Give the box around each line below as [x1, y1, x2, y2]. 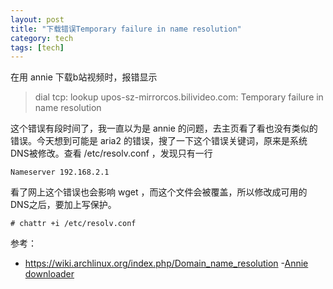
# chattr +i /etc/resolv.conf [10, 219, 137, 229]
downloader [24, 268, 75, 280]
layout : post [10, 14, 65, 25]
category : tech [10, 33, 74, 43]
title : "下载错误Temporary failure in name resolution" [10, 24, 242, 34]
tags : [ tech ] [10, 42, 65, 53]
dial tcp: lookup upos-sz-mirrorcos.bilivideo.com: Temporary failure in [34, 91, 324, 103]
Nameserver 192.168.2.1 [10, 167, 110, 178]
